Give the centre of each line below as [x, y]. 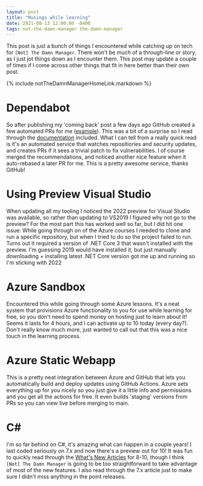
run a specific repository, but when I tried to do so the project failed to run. [99, 237]
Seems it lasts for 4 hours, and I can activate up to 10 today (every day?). [97, 323]
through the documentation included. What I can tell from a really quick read [101, 138]
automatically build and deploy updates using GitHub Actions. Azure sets [97, 384]
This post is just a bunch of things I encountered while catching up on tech [99, 46]
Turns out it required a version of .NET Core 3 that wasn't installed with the [100, 244]
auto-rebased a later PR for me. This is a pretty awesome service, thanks [98, 164]
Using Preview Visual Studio [79, 194]
